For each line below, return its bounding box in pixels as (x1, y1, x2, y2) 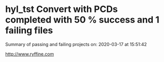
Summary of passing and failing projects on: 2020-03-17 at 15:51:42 (5, 41, 147, 47)
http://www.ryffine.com (5, 51, 54, 57)
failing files (5, 25, 53, 36)
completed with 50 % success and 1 (5, 14, 159, 25)
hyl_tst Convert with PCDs (5, 3, 118, 15)
